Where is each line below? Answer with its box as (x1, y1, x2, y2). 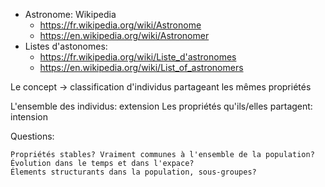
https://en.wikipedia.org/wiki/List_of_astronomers (39, 62, 244, 73)
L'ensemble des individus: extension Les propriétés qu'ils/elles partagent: (10, 100, 313, 112)
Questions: (10, 130, 55, 142)
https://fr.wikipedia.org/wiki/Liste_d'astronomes (39, 51, 237, 63)
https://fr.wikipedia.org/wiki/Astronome (39, 19, 202, 31)
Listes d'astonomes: (24, 40, 108, 52)
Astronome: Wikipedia (24, 9, 117, 20)
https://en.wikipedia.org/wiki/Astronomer (39, 30, 210, 41)
